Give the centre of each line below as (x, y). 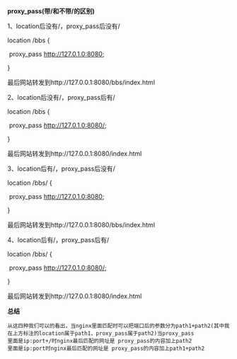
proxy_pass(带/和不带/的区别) (51, 11)
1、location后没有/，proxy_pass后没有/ (64, 26)
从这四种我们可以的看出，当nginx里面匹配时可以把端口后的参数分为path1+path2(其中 (116, 326)
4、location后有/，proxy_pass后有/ (58, 240)
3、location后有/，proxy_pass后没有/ (61, 169)
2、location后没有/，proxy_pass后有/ (61, 97)
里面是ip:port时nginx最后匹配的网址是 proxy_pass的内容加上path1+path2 (106, 348)
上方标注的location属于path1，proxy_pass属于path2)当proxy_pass (103, 334)
